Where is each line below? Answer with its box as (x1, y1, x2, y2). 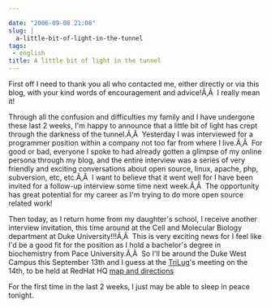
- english (11, 50, 45, 58)
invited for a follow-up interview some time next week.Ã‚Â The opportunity (8, 181, 260, 191)
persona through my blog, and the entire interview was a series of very (8, 155, 246, 165)
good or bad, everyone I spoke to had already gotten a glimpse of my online (8, 147, 262, 156)
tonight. (8, 290, 34, 300)
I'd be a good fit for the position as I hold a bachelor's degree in (8, 241, 222, 249)
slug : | (8, 26, 35, 35)
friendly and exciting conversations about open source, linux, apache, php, (8, 164, 259, 173)
